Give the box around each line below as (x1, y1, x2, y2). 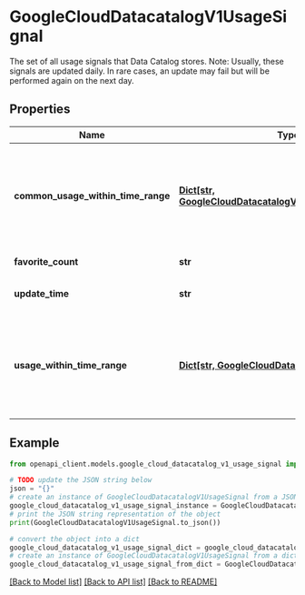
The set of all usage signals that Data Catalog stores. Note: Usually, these (9, 55, 284, 66)
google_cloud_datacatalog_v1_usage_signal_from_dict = (9, 560, 221, 570)
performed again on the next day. (9, 75, 134, 86)
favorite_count (14, 255, 79, 267)
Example (9, 435, 60, 451)
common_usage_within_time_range (14, 189, 171, 202)
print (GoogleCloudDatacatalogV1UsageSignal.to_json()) (9, 518, 221, 527)
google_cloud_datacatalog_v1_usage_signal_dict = (9, 543, 202, 552)
